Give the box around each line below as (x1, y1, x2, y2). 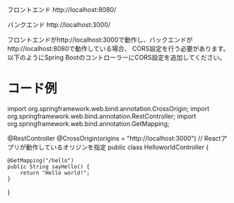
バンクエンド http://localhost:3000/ (7, 21, 111, 29)
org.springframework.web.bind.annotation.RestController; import (7, 112, 197, 120)
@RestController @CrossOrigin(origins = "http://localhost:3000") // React (7, 134, 221, 142)
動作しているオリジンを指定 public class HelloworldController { (25, 143, 209, 151)
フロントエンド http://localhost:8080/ (7, 6, 117, 13)
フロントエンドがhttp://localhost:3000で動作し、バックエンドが (7, 35, 193, 44)
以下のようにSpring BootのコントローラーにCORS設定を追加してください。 (7, 53, 226, 62)
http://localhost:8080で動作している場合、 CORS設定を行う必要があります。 (7, 45, 230, 52)
